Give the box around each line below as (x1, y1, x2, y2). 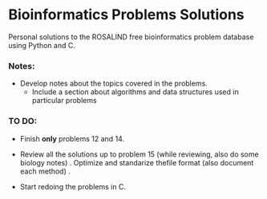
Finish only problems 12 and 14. (19, 133, 125, 143)
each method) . (19, 166, 71, 176)
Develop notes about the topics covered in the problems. (19, 78, 208, 89)
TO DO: (8, 116, 38, 127)
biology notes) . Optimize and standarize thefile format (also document (19, 157, 254, 167)
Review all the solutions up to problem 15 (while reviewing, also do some (19, 149, 259, 159)
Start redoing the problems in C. (19, 181, 127, 191)
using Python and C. (8, 40, 76, 50)
